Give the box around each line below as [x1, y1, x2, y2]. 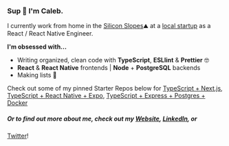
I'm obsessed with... [7, 42, 67, 51]
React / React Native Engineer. [7, 29, 94, 38]
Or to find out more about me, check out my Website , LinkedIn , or [7, 114, 197, 123]
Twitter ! [7, 132, 29, 140]
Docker [7, 99, 28, 107]
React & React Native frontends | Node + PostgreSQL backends [17, 64, 201, 72]
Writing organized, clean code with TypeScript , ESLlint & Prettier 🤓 [17, 56, 210, 64]
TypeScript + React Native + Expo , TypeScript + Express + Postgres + [7, 92, 206, 100]
